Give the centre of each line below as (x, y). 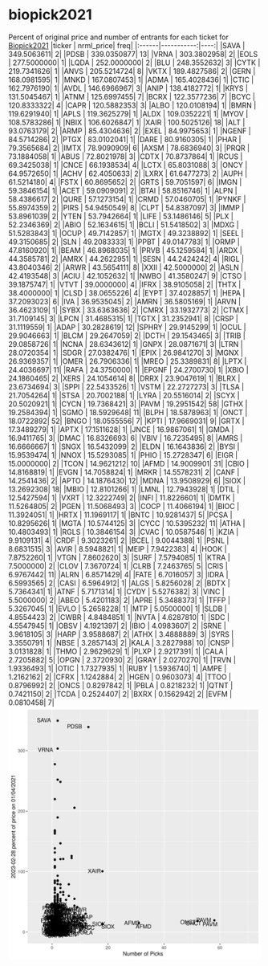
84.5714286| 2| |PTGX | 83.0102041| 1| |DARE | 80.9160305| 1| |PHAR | (125, 139)
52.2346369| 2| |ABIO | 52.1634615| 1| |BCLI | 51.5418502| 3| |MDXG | (124, 224)
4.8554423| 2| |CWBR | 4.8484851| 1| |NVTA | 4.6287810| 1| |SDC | (119, 617)
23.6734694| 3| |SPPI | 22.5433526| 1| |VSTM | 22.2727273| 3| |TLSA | (126, 386)
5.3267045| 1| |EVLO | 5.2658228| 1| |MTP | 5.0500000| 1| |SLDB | (118, 609)
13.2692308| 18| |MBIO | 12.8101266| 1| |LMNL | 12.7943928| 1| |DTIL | (124, 489)
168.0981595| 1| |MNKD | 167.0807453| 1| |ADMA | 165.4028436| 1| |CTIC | (131, 79)
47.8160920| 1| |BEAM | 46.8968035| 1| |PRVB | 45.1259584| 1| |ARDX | (125, 250)
